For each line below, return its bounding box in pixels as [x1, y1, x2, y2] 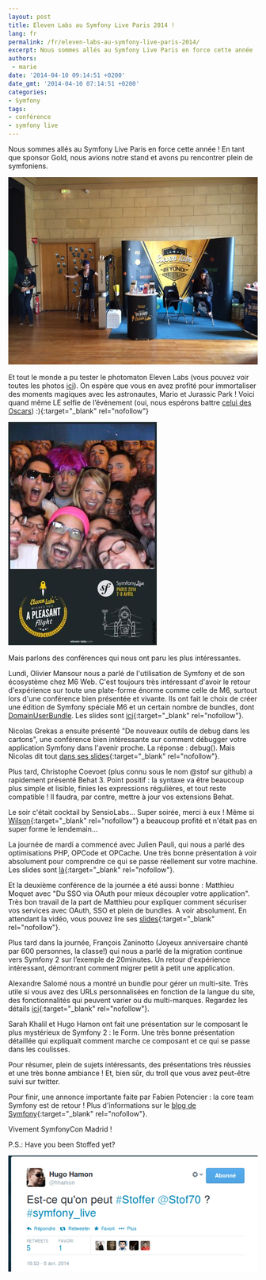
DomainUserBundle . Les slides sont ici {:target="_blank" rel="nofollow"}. [8, 711, 244, 721]
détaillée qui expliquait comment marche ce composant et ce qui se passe [8, 1036, 251, 1046]
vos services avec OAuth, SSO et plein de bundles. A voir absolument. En [8, 905, 247, 916]
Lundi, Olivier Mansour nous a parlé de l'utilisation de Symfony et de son [8, 669, 245, 678]
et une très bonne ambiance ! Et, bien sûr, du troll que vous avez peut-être [8, 1068, 251, 1078]
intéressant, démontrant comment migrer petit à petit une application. [8, 963, 235, 973]
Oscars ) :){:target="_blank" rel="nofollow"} [8, 406, 149, 416]
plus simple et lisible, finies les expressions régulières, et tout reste [8, 784, 227, 794]
